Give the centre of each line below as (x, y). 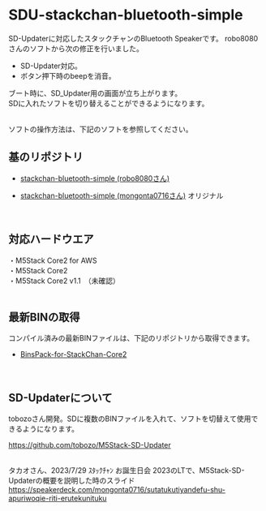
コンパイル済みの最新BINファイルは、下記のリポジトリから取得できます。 (131, 338)
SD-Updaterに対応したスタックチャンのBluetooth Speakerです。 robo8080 (133, 38)
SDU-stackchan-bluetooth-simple (126, 15)
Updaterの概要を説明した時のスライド (72, 481)
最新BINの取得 (44, 317)
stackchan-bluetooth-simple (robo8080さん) (95, 178)
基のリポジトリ (46, 157)
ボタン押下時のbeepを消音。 (68, 75)
